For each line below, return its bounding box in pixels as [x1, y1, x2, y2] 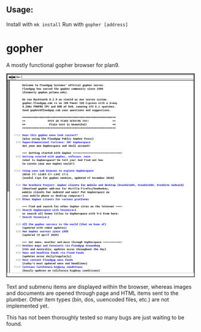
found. [6, 320, 23, 327]
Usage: [6, 5, 34, 15]
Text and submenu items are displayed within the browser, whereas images [6, 283, 192, 290]
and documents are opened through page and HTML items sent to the [6, 290, 179, 297]
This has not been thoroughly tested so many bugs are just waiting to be [6, 313, 185, 321]
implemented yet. [6, 302, 49, 309]
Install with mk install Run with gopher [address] [6, 20, 129, 28]
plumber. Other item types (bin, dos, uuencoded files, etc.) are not [6, 296, 169, 303]
